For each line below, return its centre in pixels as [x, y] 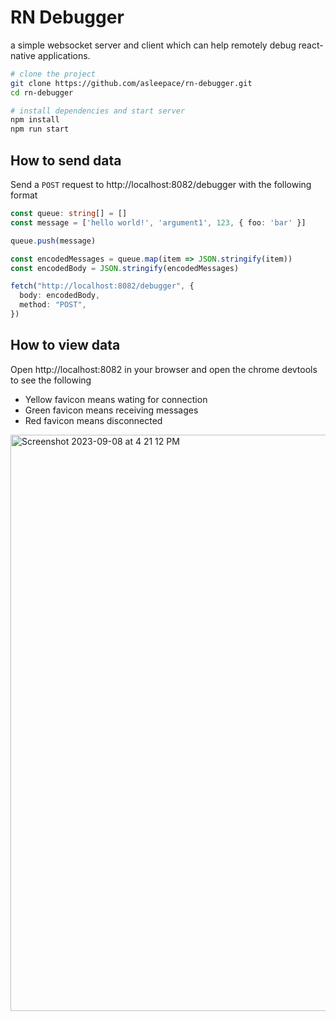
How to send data [66, 160]
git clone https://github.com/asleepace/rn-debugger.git [131, 83]
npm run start [40, 129]
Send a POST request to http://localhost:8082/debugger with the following [161, 184]
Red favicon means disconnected [93, 420]
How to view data [65, 345]
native [23, 55]
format [24, 195]
